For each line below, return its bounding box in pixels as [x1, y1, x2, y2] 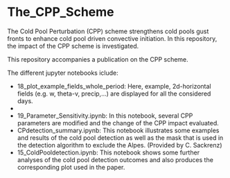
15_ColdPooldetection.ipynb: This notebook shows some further [17, 148, 200, 157]
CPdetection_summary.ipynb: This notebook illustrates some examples [17, 126, 220, 134]
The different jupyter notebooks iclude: [7, 69, 119, 77]
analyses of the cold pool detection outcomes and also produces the [17, 155, 213, 163]
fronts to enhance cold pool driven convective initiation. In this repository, [7, 34, 218, 42]
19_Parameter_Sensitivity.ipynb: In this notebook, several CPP [17, 112, 193, 120]
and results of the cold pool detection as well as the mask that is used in [17, 133, 224, 142]
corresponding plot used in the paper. [17, 163, 125, 171]
